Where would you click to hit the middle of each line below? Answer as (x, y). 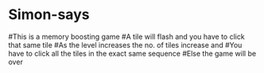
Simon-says (49, 15)
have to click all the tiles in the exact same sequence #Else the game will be (132, 53)
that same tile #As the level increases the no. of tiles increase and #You (125, 44)
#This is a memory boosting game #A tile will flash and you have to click (126, 36)
